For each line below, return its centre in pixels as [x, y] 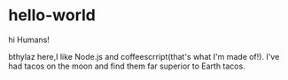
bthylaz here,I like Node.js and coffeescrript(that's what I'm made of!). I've [144, 56]
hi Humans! [29, 40]
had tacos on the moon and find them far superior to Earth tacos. [127, 66]
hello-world [52, 15]
